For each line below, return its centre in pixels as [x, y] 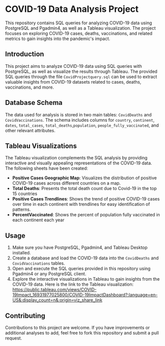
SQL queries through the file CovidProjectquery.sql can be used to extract [81, 76]
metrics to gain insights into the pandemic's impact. [58, 39]
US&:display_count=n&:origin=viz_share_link [57, 300]
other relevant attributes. [30, 130]
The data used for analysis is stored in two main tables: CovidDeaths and [79, 114]
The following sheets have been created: [47, 168]
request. [14, 338]
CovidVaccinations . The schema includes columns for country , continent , [80, 120]
